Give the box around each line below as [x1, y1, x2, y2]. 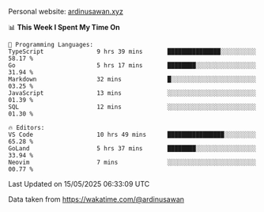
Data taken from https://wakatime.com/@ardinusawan [8, 195, 184, 204]
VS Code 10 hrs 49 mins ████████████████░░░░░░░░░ [8, 131, 257, 138]
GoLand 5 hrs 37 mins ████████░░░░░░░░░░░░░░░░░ [8, 145, 257, 153]
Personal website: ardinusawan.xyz [8, 7, 124, 16]
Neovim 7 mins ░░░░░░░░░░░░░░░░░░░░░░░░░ [8, 158, 257, 166]
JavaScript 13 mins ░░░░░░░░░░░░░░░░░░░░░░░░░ [8, 89, 257, 97]
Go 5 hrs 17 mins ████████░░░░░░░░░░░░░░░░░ [8, 62, 257, 70]
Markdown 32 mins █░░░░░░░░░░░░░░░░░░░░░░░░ [8, 75, 257, 83]
